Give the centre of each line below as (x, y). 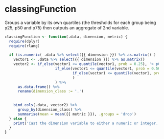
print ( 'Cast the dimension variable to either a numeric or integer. (86, 123)
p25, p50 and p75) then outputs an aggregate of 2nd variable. (67, 27)
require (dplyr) (24, 41)
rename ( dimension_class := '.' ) (50, 92)
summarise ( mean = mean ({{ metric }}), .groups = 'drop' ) (77, 114)
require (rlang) (24, 46)
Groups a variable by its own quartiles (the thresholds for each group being (80, 23)
